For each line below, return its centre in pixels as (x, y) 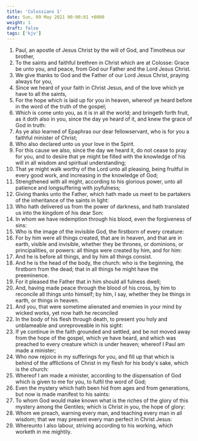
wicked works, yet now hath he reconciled (67, 313)
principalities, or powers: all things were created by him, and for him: (98, 250)
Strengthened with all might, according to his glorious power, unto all (99, 182)
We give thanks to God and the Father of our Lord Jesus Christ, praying (102, 75)
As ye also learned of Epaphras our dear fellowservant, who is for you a (102, 132)
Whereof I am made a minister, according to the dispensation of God (98, 376)
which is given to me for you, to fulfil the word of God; (81, 382)
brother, (25, 57)
